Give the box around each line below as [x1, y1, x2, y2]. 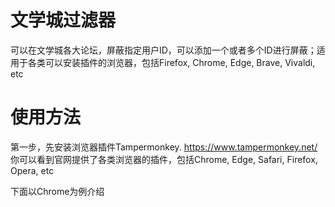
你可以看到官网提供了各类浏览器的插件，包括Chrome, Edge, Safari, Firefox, [10, 153, 318, 165]
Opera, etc [10, 164, 55, 176]
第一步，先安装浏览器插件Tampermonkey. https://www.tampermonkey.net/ [10, 141, 318, 153]
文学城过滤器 [10, 9, 117, 32]
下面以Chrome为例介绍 [10, 185, 105, 197]
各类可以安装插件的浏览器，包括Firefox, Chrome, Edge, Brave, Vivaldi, [27, 56, 316, 68]
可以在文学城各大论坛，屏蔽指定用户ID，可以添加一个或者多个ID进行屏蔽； [10, 44, 317, 56]
